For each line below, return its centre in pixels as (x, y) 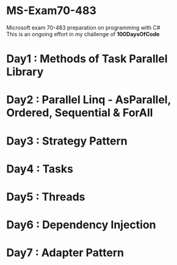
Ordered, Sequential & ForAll (80, 113)
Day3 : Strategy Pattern (67, 141)
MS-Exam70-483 (51, 11)
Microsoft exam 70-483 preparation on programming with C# (83, 28)
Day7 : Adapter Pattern (65, 253)
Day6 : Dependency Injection (81, 225)
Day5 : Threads (46, 197)
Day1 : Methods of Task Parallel (87, 59)
